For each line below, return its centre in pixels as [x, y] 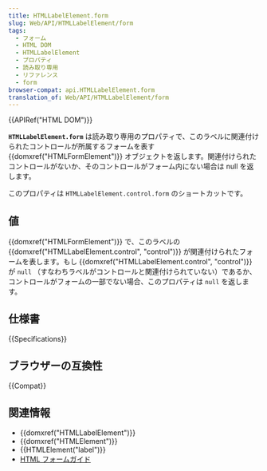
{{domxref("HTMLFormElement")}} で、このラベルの [94, 242]
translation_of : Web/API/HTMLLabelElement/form [89, 97]
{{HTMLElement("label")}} [63, 449]
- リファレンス [37, 75]
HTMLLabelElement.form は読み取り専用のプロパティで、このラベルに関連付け [133, 137]
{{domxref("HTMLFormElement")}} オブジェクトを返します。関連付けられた [133, 156]
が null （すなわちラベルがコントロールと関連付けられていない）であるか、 [132, 271]
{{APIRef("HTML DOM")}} [51, 120]
